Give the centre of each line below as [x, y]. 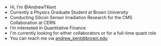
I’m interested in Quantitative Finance [48, 28]
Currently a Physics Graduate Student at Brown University [69, 12]
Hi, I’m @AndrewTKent [33, 7]
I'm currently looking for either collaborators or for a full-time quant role [83, 33]
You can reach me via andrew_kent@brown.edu [59, 38]
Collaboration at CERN [33, 23]
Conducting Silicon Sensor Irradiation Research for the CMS [71, 17]
